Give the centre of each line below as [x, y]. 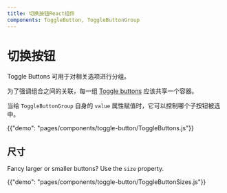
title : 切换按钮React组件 [41, 13]
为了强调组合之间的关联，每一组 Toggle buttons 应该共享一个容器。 [102, 91]
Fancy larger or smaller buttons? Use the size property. [85, 169]
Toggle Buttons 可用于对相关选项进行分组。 [69, 77]
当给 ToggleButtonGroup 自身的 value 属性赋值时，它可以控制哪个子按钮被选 [114, 106]
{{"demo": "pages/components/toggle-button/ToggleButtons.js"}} [100, 128]
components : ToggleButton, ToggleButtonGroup [73, 20]
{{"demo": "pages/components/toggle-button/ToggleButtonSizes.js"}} [107, 182]
